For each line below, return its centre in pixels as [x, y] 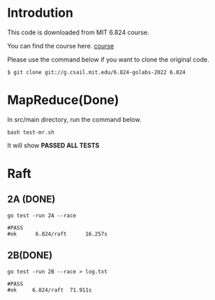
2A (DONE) [31, 199]
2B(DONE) [30, 255]
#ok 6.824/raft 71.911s [50, 290]
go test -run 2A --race [42, 215]
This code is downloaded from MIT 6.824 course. [78, 32]
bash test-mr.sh [31, 132]
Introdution [40, 13]
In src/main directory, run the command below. [74, 119]
